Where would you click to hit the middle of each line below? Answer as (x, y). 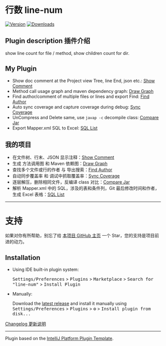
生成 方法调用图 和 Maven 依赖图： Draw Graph (60, 164)
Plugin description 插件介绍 (48, 41)
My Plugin (21, 69)
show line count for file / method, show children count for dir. (67, 53)
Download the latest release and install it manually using (69, 303)
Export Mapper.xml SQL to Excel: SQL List (55, 128)
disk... (21, 314)
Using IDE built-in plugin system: (45, 269)
